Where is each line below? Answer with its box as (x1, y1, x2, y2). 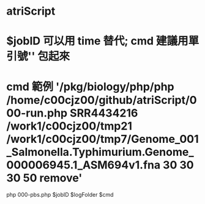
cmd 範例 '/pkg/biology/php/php (6, 79, 174, 93)
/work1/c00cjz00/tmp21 (6, 119, 133, 133)
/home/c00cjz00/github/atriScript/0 (6, 93, 197, 107)
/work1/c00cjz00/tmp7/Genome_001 (6, 132, 199, 146)
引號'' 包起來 (6, 49, 70, 64)
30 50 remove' (6, 171, 83, 184)
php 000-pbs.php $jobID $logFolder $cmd (6, 191, 114, 199)
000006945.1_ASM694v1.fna (6, 158, 161, 172)
